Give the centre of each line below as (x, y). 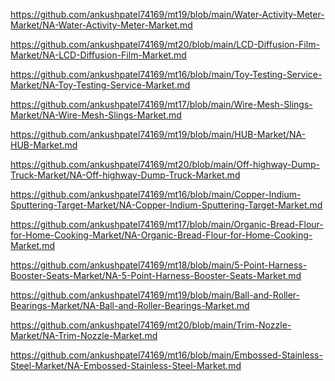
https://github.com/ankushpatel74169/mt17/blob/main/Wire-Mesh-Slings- (161, 104)
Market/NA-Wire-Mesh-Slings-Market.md (96, 115)
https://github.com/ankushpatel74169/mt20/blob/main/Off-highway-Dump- (165, 164)
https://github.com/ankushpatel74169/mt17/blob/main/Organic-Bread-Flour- (167, 224)
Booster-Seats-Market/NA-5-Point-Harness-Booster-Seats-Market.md (156, 275)
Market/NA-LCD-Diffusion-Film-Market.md (98, 55)
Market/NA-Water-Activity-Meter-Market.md (101, 25)
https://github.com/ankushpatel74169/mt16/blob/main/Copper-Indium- (156, 194)
